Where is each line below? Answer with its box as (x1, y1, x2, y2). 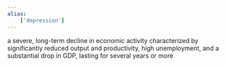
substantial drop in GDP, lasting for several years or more (7, 51, 174, 60)
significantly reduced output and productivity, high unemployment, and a (7, 44, 220, 52)
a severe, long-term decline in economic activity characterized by (7, 36, 199, 44)
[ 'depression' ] (20, 17, 65, 24)
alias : (7, 10, 27, 18)
